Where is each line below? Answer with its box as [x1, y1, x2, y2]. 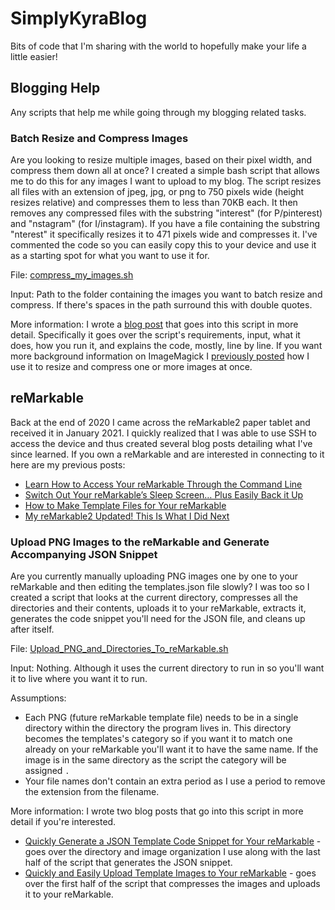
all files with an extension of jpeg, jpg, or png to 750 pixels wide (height [10, 186, 305, 198]
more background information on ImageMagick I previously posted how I [10, 350, 310, 362]
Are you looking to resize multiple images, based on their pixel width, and [10, 154, 313, 166]
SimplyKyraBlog [10, 7, 148, 30]
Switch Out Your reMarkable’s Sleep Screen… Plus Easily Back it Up [24, 488, 304, 501]
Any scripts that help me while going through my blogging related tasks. [10, 106, 307, 118]
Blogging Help [10, 80, 101, 97]
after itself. [10, 623, 55, 636]
